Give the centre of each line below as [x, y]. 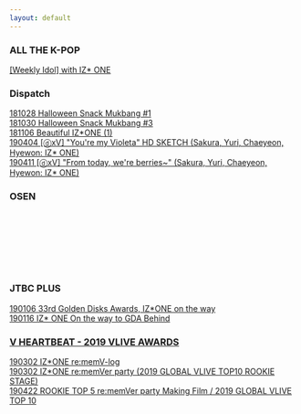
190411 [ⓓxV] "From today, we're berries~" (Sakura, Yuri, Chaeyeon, [138, 163]
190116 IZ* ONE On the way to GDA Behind [90, 318]
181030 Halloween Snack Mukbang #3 [81, 123]
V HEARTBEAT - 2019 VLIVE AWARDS [94, 342]
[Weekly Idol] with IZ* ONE [60, 69]
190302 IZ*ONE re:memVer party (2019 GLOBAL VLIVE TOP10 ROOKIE [142, 372]
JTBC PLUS [35, 289]
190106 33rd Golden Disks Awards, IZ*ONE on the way [113, 308]
